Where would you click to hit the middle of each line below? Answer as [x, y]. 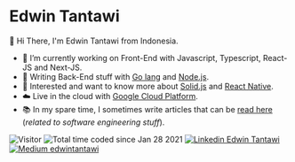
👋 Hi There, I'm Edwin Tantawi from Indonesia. [94, 41]
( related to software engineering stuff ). [93, 122]
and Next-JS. [58, 67]
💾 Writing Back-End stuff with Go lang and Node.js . [116, 76]
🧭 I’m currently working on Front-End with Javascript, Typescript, [141, 58]
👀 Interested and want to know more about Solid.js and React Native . [147, 86]
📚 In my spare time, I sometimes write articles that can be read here [147, 109]
